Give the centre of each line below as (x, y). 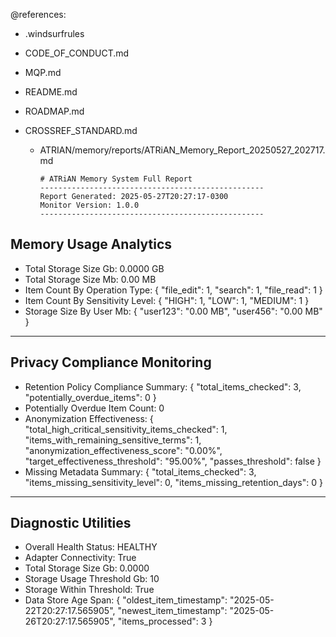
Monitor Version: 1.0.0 (89, 205)
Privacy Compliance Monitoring (111, 362)
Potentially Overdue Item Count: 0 (94, 408)
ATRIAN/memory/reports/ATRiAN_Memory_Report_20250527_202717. (182, 150)
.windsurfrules (54, 33)
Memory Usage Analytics (91, 244)
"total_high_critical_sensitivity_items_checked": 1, (126, 429)
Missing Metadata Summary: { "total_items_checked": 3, (140, 471)
